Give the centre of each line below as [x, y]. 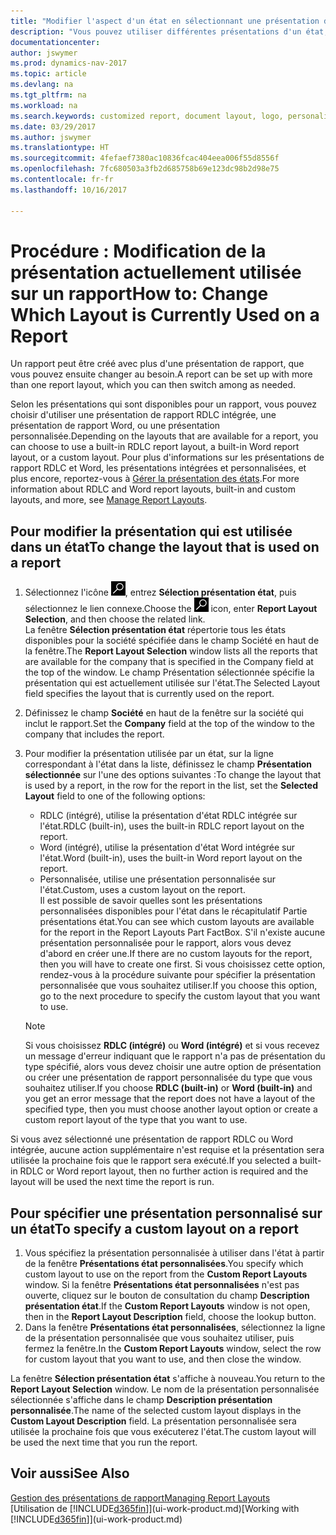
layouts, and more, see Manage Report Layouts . [109, 500]
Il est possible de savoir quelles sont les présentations [151, 901]
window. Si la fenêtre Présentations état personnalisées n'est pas [162, 1285]
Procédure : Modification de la [138, 251]
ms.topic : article [48, 74]
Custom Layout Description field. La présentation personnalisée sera [153, 1421]
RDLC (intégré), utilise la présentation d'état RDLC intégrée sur [168, 816]
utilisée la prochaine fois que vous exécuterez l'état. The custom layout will [163, 1432]
